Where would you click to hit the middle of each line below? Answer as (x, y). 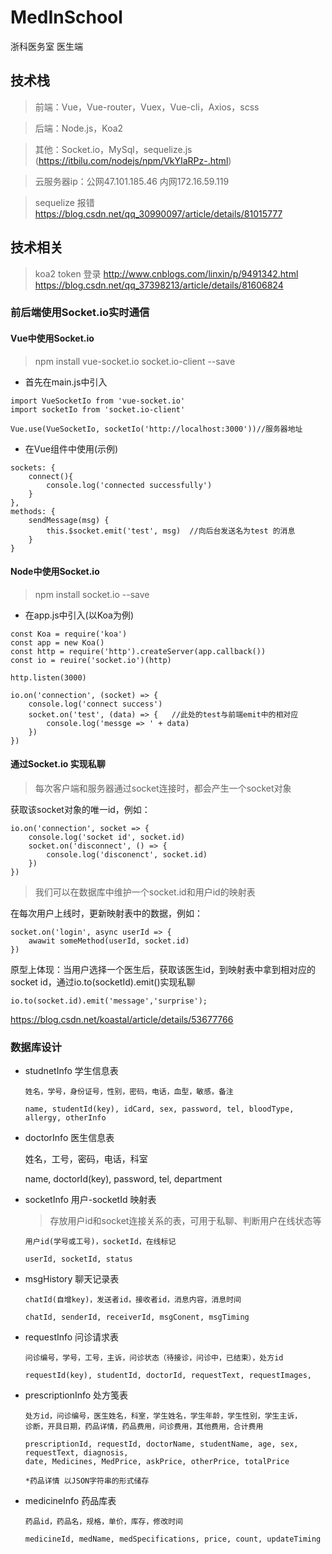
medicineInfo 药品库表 (70, 1501)
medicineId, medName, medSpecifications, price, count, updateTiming (173, 1539)
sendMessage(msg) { (69, 520)
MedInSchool (66, 17)
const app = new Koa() (57, 642)
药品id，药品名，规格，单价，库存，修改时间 (103, 1522)
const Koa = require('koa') (69, 634)
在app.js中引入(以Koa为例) (79, 615)
